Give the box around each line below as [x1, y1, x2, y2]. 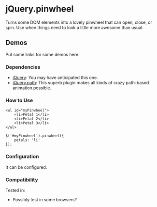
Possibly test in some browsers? [12, 196, 77, 202]
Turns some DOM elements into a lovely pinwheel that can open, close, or [5, 19, 153, 25]
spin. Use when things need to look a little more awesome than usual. [5, 24, 144, 30]
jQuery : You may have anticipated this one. [12, 75, 98, 80]
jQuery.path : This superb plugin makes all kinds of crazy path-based [12, 80, 149, 86]
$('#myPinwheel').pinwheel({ [5, 133, 64, 139]
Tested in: [5, 187, 26, 193]
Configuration [5, 153, 39, 160]
